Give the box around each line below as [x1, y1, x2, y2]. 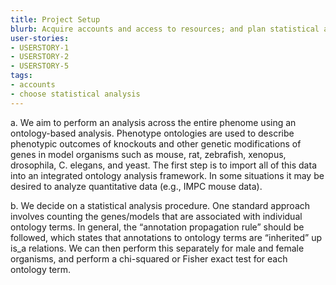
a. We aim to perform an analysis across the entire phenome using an [10, 116, 297, 128]
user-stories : [10, 33, 70, 43]
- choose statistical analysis [10, 89, 141, 99]
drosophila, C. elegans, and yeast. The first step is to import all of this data [10, 159, 317, 171]
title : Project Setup [10, 14, 101, 25]
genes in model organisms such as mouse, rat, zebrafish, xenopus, [10, 148, 287, 160]
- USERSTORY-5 [10, 61, 70, 71]
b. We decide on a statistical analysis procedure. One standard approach [10, 199, 311, 211]
